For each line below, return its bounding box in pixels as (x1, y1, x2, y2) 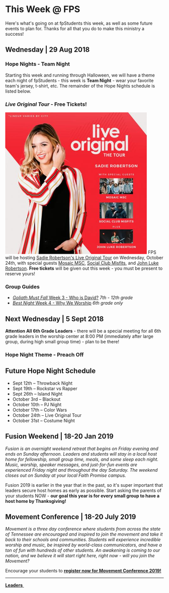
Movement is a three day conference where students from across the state (5, 526, 161, 532)
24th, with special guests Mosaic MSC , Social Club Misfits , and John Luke (5, 260, 159, 266)
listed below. (5, 88, 32, 94)
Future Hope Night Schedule (5, 366, 96, 376)
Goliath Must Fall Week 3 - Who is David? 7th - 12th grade (12, 294, 133, 301)
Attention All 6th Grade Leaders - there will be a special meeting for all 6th (5, 328, 161, 334)
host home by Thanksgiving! (5, 498, 66, 504)
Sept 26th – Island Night (12, 391, 63, 397)
